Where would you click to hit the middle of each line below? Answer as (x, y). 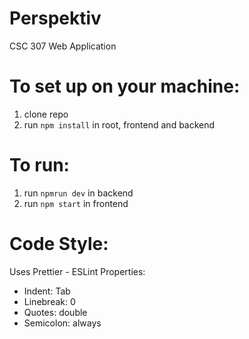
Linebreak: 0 (49, 301)
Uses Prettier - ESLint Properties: (77, 271)
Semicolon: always (62, 323)
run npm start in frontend (76, 203)
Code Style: (59, 244)
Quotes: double (55, 312)
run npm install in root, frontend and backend (119, 124)
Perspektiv (55, 18)
